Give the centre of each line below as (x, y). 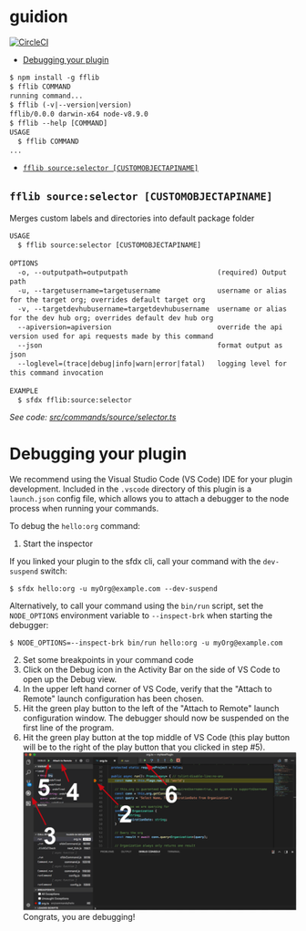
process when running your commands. (84, 508)
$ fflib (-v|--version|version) (71, 105)
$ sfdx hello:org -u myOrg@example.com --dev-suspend (114, 589)
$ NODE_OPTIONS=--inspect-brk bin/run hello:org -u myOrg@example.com (146, 643)
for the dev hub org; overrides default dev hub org (112, 318)
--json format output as (150, 345)
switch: (54, 571)
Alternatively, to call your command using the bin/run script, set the (137, 605)
